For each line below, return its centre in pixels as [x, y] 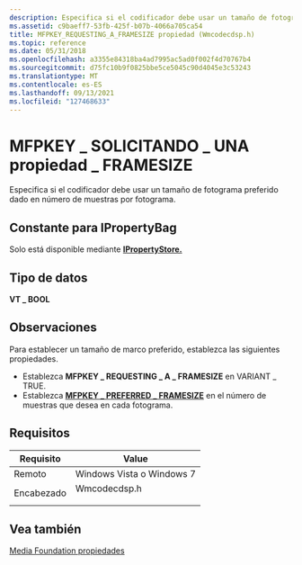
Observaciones [53, 328]
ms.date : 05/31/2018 [48, 51]
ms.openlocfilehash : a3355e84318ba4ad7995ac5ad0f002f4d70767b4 [130, 59]
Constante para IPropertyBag [93, 227]
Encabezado [40, 493]
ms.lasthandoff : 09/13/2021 [62, 93]
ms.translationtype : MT [54, 76]
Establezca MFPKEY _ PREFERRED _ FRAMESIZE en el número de [144, 395]
